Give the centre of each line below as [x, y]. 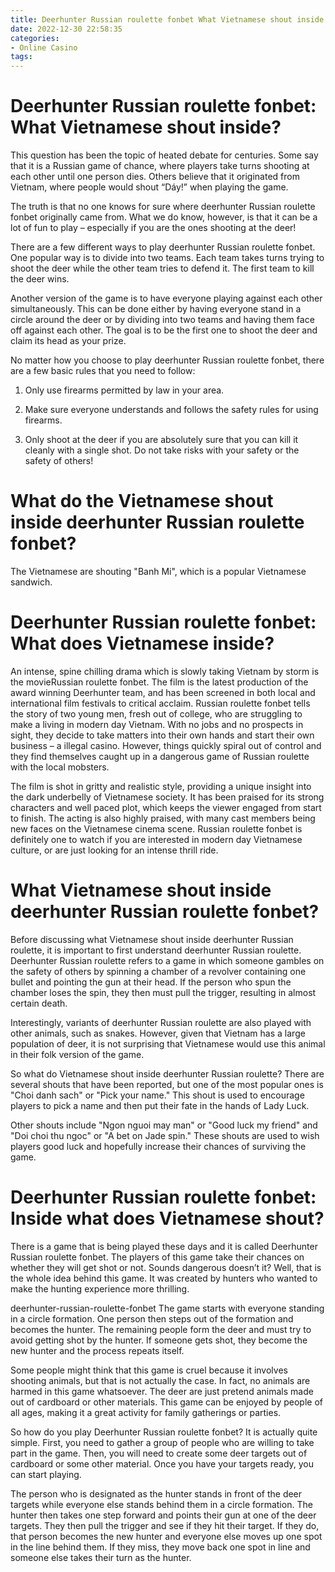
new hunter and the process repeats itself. [97, 1350]
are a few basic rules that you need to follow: [103, 371]
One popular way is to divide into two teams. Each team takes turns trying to [167, 258]
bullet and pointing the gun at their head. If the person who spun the [151, 982]
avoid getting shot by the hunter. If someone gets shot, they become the [159, 1340]
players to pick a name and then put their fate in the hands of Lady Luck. [160, 1105]
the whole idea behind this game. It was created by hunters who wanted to [164, 1278]
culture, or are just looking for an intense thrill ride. [114, 850]
